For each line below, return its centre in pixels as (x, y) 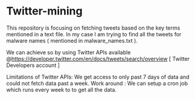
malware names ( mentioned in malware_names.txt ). (72, 40)
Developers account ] (33, 65)
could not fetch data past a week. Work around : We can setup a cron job (97, 83)
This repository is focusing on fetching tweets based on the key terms (93, 28)
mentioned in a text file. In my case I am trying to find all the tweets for (94, 34)
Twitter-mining (44, 11)
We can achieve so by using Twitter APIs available (69, 52)
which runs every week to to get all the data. (61, 89)
